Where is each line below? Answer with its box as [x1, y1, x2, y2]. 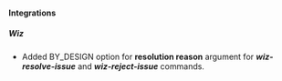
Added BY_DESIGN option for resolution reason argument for [21, 51, 255, 62]
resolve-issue [21, 60, 77, 72]
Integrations [8, 7, 57, 18]
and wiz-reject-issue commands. [78, 60, 204, 72]
